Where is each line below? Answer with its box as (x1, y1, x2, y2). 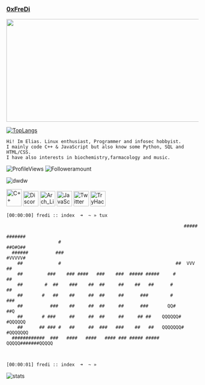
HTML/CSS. (6, 149, 32, 155)
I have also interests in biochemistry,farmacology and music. (6, 155, 171, 161)
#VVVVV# (6, 255, 26, 261)
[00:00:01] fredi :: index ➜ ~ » (6, 362, 97, 368)
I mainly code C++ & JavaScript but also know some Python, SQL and (6, 144, 184, 150)
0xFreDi (6, 5, 31, 13)
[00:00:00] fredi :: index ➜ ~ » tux (6, 213, 108, 219)
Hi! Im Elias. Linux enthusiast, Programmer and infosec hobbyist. (6, 139, 182, 145)
